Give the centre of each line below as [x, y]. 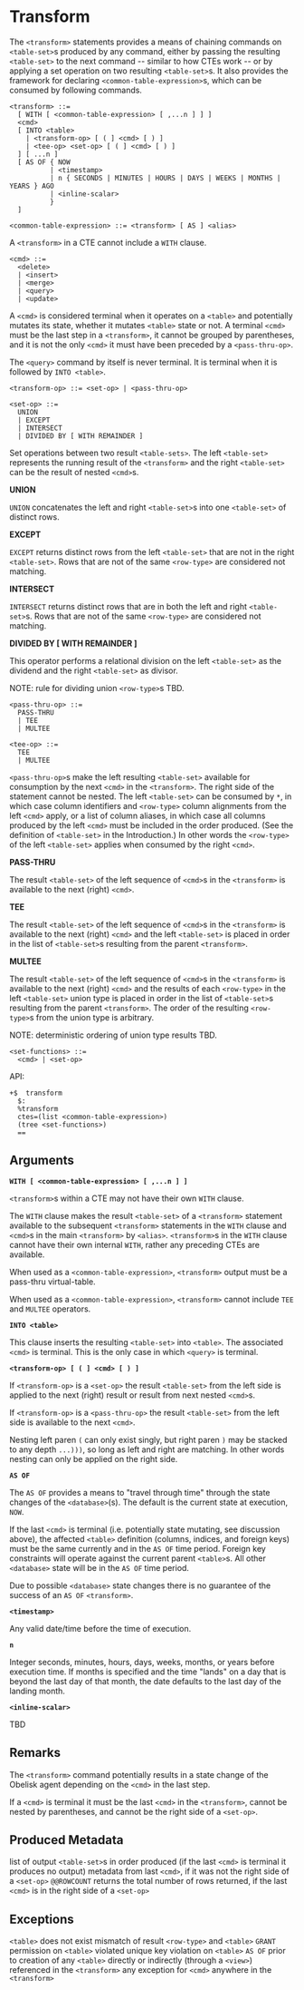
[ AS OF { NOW [44, 162]
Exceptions [42, 1919]
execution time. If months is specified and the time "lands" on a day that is [148, 1672]
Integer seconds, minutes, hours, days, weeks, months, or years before [142, 1662]
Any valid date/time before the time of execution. [100, 1628]
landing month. [38, 1691]
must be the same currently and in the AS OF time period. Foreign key [138, 1548]
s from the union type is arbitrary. [92, 1017]
